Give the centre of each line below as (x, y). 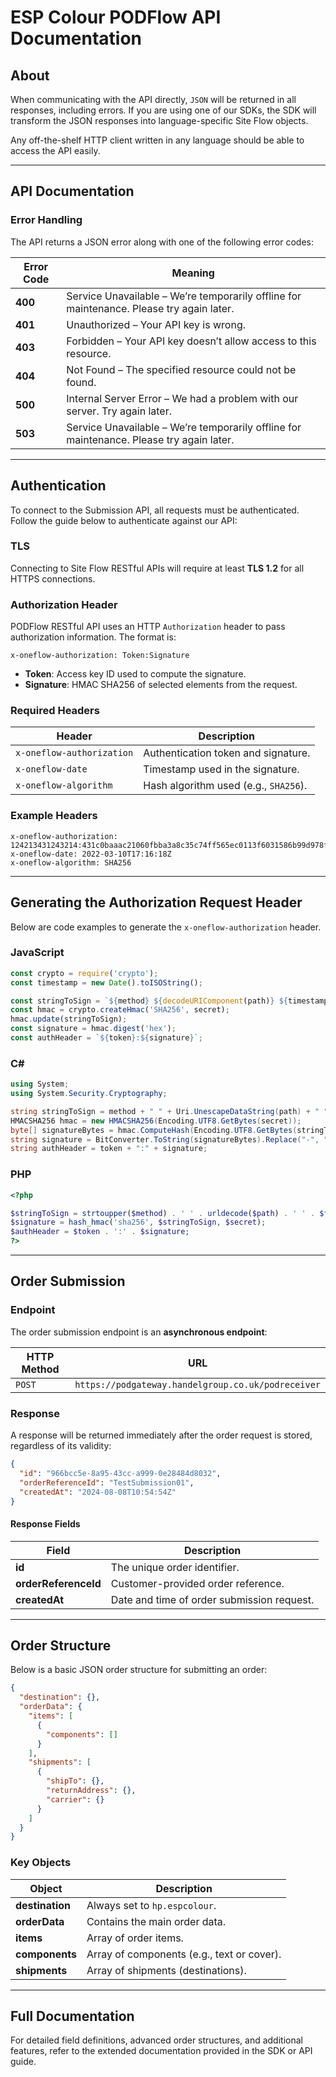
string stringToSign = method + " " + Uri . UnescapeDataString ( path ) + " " (169, 1111)
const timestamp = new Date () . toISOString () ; (106, 982)
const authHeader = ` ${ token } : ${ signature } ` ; (106, 1038)
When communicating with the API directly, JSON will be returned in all (153, 99)
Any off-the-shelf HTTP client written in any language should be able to (157, 140)
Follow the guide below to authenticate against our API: (124, 520)
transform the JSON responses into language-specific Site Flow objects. (159, 120)
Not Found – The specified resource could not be (181, 369)
